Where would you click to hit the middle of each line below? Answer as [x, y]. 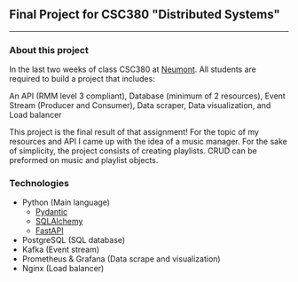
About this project [49, 50]
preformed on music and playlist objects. [84, 161]
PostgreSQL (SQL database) [74, 240]
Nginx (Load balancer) [63, 269]
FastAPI [49, 231]
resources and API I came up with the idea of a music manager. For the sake [149, 142]
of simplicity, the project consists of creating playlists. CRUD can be [133, 151]
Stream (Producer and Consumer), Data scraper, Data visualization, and [140, 106]
